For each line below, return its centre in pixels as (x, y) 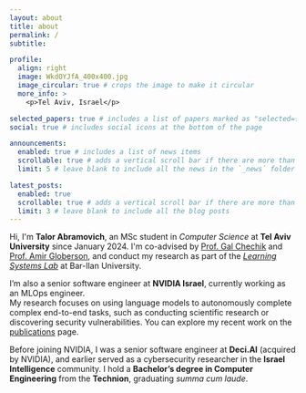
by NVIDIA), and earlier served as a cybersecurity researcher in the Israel (147, 359)
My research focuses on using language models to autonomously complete (151, 303)
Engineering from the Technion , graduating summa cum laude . (129, 378)
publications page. (44, 332)
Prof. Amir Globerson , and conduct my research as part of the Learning (143, 256)
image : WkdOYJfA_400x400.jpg (73, 77)
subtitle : (28, 43)
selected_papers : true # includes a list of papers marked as (130, 119)
